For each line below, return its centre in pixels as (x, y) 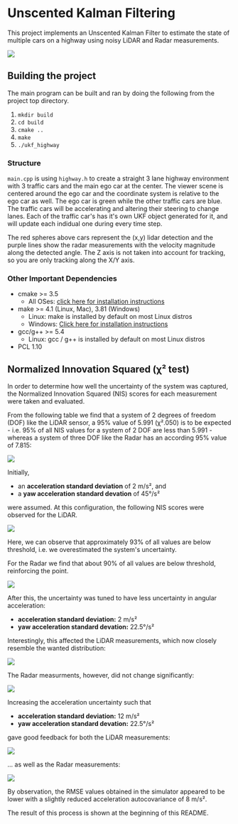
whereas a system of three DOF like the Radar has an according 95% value (117, 438)
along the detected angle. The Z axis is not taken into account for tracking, (117, 253)
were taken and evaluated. (46, 401)
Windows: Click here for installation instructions (98, 324)
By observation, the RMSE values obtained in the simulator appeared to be (116, 792)
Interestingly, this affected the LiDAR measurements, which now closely (112, 641)
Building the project (52, 76)
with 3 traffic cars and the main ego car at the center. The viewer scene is (115, 186)
